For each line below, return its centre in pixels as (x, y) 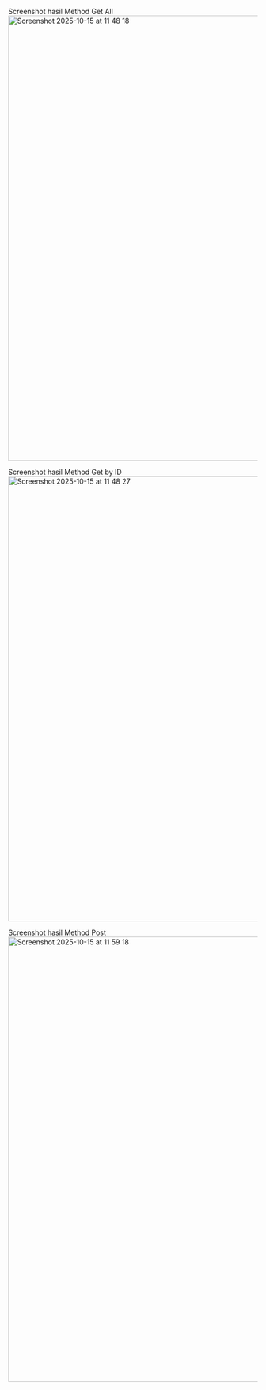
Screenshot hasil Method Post (57, 932)
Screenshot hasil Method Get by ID (65, 472)
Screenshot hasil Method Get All (61, 11)
